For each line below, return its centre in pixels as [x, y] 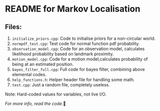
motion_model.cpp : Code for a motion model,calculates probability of [80, 59]
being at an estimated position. [43, 64]
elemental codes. [29, 74]
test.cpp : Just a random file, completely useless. [61, 85]
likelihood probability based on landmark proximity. [63, 54]
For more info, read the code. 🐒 [36, 103]
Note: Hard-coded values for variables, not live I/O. [56, 94]
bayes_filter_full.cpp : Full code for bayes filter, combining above [78, 69]
